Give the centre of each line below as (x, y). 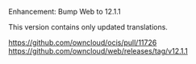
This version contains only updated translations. (88, 27)
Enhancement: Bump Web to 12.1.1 (65, 12)
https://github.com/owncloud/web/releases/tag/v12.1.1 (98, 51)
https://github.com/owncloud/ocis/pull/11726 (83, 42)
